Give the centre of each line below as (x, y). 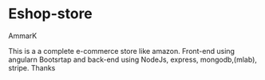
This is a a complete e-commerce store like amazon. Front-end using (122, 51)
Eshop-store (51, 14)
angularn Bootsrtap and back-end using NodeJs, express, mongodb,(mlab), (133, 59)
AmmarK (23, 36)
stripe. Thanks (32, 67)
